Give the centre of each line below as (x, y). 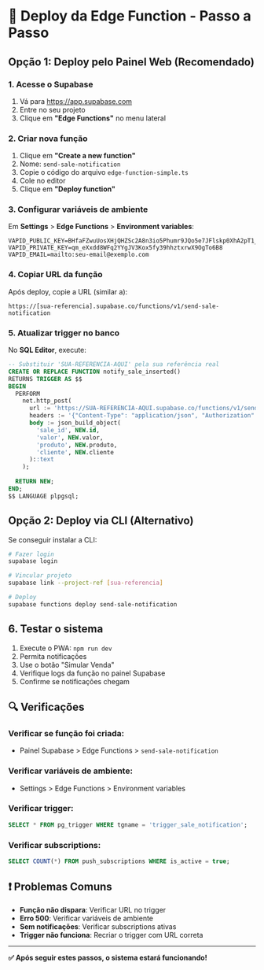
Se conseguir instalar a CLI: (53, 539)
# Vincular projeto (40, 576)
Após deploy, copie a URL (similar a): (68, 291)
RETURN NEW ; (35, 482)
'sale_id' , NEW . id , (68, 430)
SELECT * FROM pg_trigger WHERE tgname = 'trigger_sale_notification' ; (128, 825)
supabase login (33, 561)
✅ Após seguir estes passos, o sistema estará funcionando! (108, 957)
